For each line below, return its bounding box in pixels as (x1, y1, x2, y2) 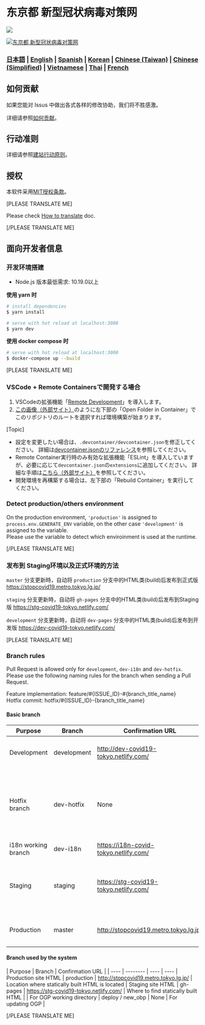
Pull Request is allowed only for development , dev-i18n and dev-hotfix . (6, 665, 183, 673)
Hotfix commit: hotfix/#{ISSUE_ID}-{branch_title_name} (6, 697, 145, 704)
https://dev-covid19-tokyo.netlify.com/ (18, 624, 115, 632)
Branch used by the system (6, 954, 77, 961)
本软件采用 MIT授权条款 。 (6, 188, 70, 196)
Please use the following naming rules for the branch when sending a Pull (6, 672, 191, 679)
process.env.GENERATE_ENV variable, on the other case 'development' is (6, 520, 184, 527)
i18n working (9, 840, 48, 849)
